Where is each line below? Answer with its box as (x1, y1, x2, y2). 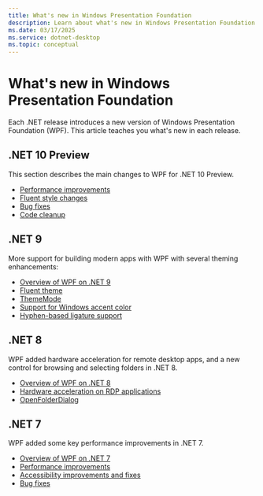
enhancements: (8, 261, 59, 272)
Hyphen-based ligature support (19, 310, 122, 320)
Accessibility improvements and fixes (19, 470, 141, 480)
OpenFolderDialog (19, 394, 79, 404)
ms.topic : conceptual (8, 41, 80, 49)
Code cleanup (19, 209, 65, 219)
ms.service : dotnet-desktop (8, 33, 101, 42)
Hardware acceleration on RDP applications (19, 387, 161, 396)
